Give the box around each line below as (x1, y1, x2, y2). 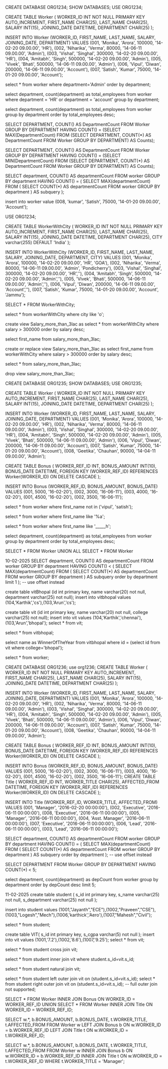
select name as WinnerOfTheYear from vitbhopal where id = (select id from (5, 639, 160, 645)
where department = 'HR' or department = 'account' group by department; (5, 96, 159, 102)
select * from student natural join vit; (5, 966, 81, 972)
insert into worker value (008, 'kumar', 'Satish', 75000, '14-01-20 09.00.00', (5, 198, 160, 204)
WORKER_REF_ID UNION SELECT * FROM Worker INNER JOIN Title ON (5, 1002, 153, 1007)
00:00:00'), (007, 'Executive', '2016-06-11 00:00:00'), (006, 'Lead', (5, 821, 142, 826)
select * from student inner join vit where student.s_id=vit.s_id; (5, 956, 134, 962)
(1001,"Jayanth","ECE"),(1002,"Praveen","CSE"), (58, 907, 156, 912)
